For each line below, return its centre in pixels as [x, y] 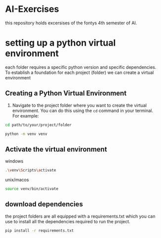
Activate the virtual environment [56, 149]
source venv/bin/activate [32, 189]
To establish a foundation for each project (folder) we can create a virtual [80, 72]
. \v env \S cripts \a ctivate [31, 170]
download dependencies [44, 204]
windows [14, 161]
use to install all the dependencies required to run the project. [68, 221]
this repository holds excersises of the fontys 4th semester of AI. [71, 23]
